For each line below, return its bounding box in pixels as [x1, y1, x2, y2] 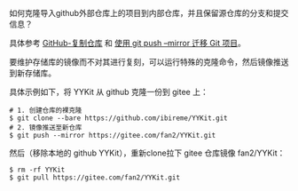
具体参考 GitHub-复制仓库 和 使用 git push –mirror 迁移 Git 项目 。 [9, 38, 246, 48]
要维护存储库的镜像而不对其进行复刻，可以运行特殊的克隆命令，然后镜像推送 [9, 57, 289, 67]
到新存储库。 [9, 68, 56, 78]
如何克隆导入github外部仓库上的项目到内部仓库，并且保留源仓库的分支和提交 [9, 8, 289, 18]
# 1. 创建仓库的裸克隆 [9, 106, 82, 115]
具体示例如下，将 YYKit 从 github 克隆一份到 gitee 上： [9, 87, 208, 97]
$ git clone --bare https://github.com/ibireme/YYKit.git [9, 114, 228, 123]
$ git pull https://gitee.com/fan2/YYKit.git [9, 173, 180, 182]
